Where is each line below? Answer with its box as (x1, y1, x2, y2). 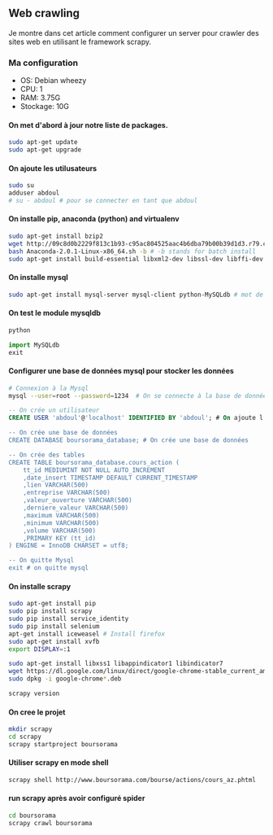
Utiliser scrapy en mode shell (8, 758, 109, 767)
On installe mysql (8, 273, 69, 282)
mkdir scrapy (8, 725, 53, 733)
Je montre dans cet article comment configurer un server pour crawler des (8, 28, 260, 37)
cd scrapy (8, 732, 42, 741)
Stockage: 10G (19, 102, 69, 111)
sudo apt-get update (8, 138, 79, 146)
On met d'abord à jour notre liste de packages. (8, 120, 168, 129)
